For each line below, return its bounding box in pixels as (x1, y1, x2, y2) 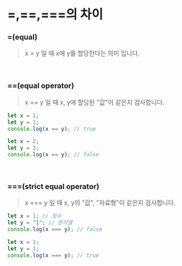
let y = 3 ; (7, 144, 40, 152)
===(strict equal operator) (7, 181, 100, 191)
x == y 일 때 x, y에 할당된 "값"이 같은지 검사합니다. (24, 98, 164, 106)
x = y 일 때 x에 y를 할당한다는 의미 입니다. (24, 49, 140, 57)
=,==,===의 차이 (7, 6, 104, 23)
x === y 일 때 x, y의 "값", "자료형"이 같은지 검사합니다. (24, 199, 176, 207)
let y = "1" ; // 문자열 (7, 219, 73, 226)
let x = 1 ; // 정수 (7, 213, 62, 220)
